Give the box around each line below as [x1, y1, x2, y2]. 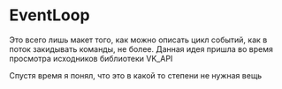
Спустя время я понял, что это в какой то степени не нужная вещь [9, 70, 263, 80]
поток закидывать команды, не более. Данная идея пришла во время [9, 43, 274, 54]
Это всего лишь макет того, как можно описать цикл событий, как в [9, 34, 268, 45]
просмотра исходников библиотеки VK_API [9, 53, 173, 63]
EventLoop [9, 5, 90, 26]
